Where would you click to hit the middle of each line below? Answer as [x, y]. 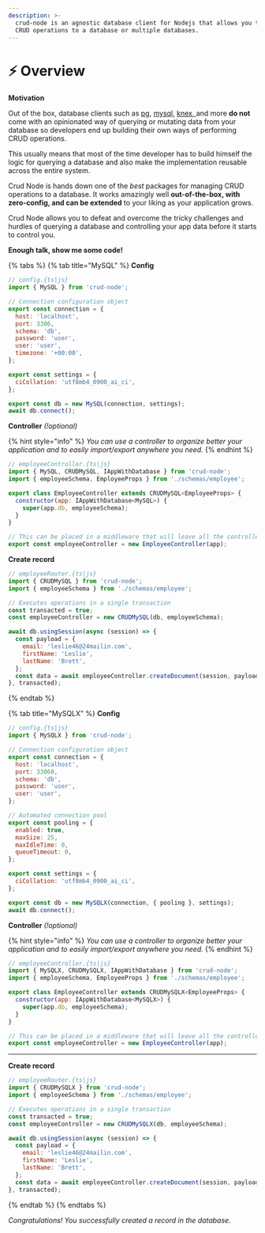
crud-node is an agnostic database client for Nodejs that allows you [134, 23]
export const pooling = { [50, 823]
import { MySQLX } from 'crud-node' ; [70, 736]
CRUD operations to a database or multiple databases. [107, 30]
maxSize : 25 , [37, 837]
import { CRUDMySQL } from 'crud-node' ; [76, 581]
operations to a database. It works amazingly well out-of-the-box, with [124, 194]
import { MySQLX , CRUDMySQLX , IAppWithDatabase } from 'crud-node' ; [123, 971]
